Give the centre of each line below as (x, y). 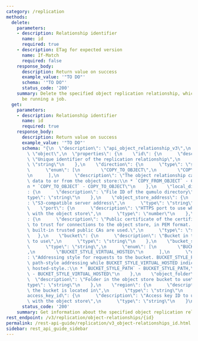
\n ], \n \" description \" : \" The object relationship (106, 176)
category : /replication (35, 11)
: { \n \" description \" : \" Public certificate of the (100, 219)
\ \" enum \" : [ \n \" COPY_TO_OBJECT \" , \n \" (105, 170)
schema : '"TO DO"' (44, 83)
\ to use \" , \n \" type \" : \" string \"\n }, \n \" (100, 241)
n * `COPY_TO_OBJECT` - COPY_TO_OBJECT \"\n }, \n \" (100, 186)
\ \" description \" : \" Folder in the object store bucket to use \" (112, 279)
